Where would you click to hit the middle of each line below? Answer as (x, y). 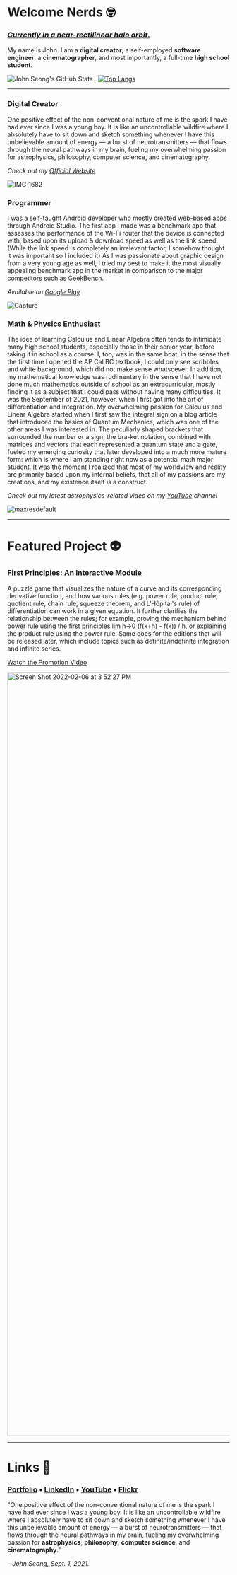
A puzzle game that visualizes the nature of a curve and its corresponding (115, 588)
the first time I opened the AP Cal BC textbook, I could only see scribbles (113, 362)
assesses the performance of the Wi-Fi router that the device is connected (116, 233)
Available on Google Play (44, 292)
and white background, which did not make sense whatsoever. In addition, (115, 369)
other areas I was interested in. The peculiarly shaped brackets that (105, 429)
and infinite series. (34, 649)
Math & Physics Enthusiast (54, 324)
